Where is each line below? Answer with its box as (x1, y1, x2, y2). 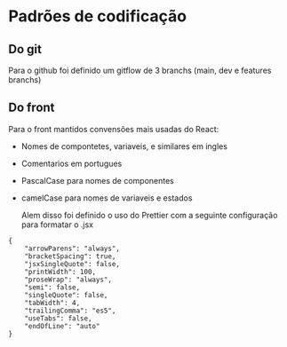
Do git (8, 42, 42, 57)
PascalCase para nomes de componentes (20, 175, 175, 185)
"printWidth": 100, (24, 267, 97, 276)
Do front (8, 100, 55, 115)
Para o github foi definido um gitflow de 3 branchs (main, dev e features (8, 65, 272, 75)
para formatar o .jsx (20, 219, 94, 230)
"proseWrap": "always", (24, 275, 113, 284)
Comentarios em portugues (20, 158, 123, 169)
